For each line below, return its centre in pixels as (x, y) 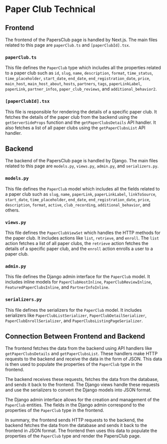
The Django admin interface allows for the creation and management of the (83, 400)
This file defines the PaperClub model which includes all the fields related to (83, 188)
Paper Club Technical (50, 9)
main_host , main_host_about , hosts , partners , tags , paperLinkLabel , (74, 84)
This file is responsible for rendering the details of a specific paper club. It (81, 112)
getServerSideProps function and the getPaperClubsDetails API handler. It (81, 122)
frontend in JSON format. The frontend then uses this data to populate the (81, 431)
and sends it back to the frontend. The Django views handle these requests (82, 385)
